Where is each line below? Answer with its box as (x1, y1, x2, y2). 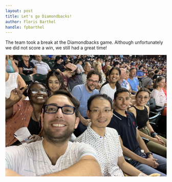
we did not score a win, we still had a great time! (5, 45, 107, 51)
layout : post (5, 8, 33, 13)
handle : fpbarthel (5, 25, 45, 30)
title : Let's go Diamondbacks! (5, 13, 72, 19)
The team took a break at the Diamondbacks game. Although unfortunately (5, 39, 163, 46)
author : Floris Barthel (5, 19, 56, 24)
